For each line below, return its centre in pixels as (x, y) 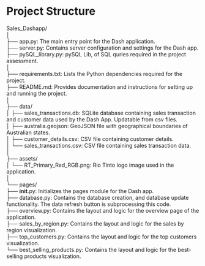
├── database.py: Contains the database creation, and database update (98, 197)
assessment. (22, 61)
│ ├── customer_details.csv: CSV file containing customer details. (90, 139)
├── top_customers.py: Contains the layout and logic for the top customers (102, 237)
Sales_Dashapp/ (27, 28)
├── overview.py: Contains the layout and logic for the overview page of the (103, 210)
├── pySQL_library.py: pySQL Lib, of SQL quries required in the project (96, 54)
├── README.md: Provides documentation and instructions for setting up (100, 86)
